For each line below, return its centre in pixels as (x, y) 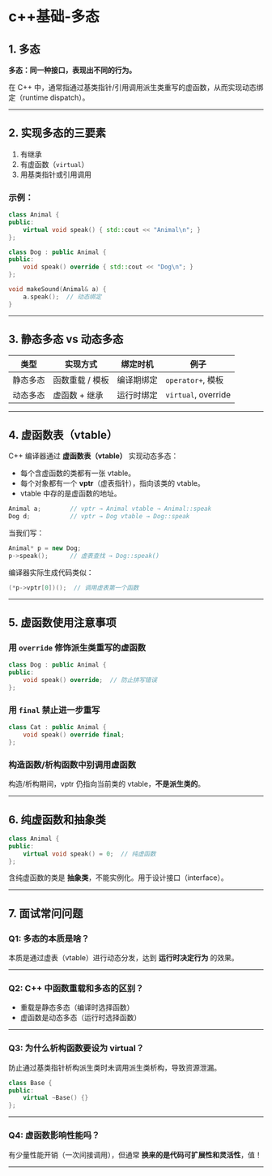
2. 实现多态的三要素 (57, 133)
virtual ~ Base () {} (56, 1098)
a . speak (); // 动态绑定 (62, 297)
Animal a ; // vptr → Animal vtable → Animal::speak (110, 509)
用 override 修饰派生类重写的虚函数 (77, 648)
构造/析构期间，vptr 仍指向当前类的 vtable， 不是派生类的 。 (106, 784)
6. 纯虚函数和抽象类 (57, 820)
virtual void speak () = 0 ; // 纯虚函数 (89, 854)
